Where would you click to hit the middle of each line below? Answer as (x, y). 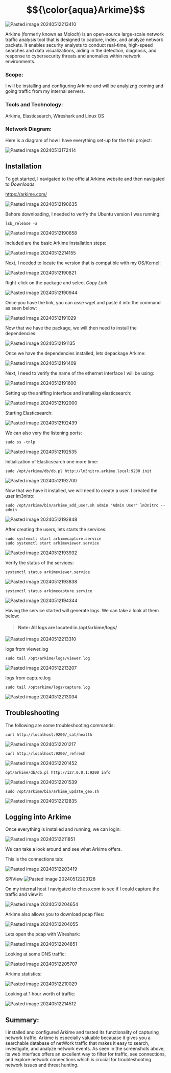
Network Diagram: (29, 129)
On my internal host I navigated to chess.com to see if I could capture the (82, 889)
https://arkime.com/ (26, 194)
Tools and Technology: (34, 105)
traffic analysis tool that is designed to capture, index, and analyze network (84, 40)
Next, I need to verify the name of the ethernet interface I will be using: (80, 373)
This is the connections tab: (34, 859)
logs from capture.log (28, 678)
